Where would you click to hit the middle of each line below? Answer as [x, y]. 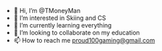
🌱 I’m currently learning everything [62, 25]
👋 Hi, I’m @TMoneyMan [47, 11]
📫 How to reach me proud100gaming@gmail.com [84, 40]
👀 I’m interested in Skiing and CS [60, 18]
